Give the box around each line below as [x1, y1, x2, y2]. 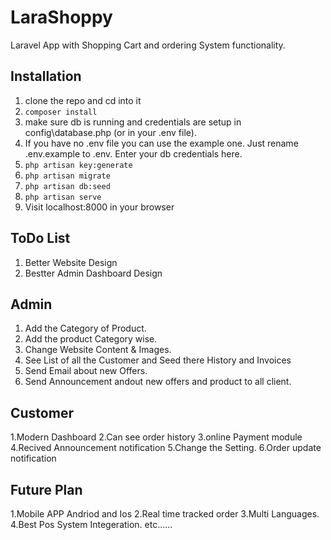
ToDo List [10, 230, 71, 247]
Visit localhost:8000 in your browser [24, 201, 175, 213]
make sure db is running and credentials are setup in [24, 116, 242, 128]
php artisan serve [24, 192, 102, 202]
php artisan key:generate [24, 160, 133, 170]
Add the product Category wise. [24, 333, 158, 345]
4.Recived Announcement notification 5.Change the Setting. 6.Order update [10, 442, 322, 454]
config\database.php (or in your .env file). [24, 126, 197, 138]
